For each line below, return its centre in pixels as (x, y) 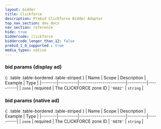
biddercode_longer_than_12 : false (40, 41)
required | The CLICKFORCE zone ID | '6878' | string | (89, 121)
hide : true (16, 32)
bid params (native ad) (32, 100)
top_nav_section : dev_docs (32, 23)
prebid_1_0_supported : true (34, 46)
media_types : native (26, 50)
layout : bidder (20, 9)
